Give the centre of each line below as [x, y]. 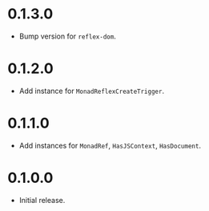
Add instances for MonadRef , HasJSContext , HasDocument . [110, 145]
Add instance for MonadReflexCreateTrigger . [92, 91]
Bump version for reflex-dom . [68, 36]
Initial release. [42, 200]
